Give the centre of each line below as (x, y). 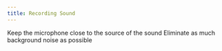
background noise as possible (50, 40)
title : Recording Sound (41, 13)
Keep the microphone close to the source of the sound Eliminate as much (111, 33)
